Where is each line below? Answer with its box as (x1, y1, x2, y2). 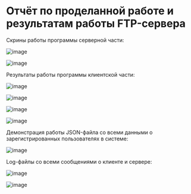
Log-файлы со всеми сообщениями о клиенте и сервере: (6, 158, 152, 165)
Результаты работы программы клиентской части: (6, 71, 135, 78)
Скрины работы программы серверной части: (6, 36, 124, 43)
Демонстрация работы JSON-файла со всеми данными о (6, 129, 153, 136)
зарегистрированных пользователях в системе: (6, 135, 129, 142)
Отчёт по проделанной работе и (6, 4, 174, 18)
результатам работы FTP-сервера (6, 17, 186, 30)
